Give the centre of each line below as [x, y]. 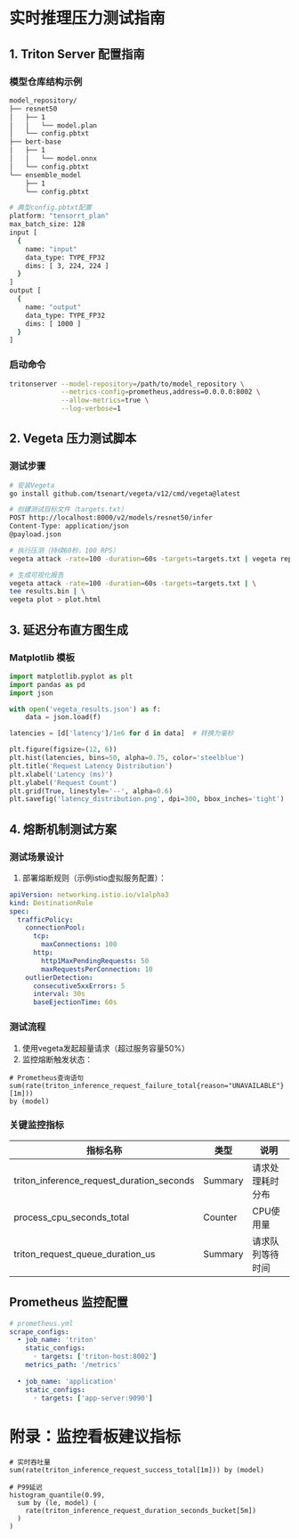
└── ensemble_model [45, 175]
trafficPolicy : [45, 920]
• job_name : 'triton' [57, 1340]
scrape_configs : [39, 1332]
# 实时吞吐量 [30, 1462]
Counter [220, 1217]
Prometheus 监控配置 [69, 1302]
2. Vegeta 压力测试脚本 [73, 439]
